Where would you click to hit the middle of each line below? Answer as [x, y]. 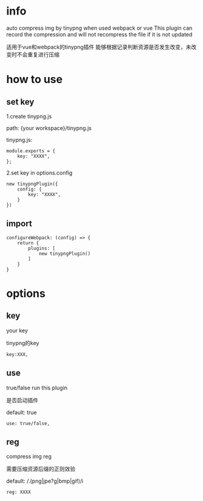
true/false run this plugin [37, 388]
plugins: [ [42, 248]
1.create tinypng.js [29, 116]
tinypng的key [23, 343]
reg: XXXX [19, 493]
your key [17, 330]
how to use [35, 79]
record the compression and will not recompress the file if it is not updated [99, 34]
